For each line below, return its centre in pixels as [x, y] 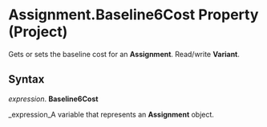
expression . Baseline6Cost [53, 99]
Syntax [26, 79]
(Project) [38, 32]
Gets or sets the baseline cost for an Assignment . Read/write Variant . [124, 54]
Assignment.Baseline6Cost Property [133, 15]
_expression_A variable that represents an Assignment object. [111, 114]
